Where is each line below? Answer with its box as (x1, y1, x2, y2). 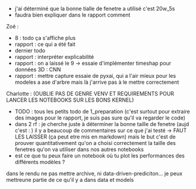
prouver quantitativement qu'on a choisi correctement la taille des (14, 140, 176, 146)
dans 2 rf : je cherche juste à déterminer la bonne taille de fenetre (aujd (14, 121, 189, 127)
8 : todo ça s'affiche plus (14, 34, 76, 41)
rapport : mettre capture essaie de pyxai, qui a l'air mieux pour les (14, 73, 176, 79)
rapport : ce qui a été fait (14, 41, 76, 48)
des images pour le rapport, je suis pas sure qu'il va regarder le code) (14, 114, 186, 121)
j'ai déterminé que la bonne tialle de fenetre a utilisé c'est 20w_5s (14, 5, 175, 12)
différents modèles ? (14, 159, 65, 165)
